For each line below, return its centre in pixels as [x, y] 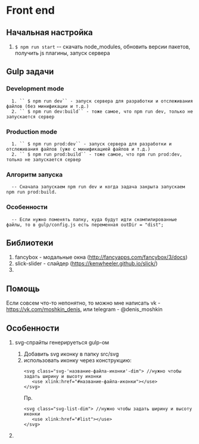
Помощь [23, 289]
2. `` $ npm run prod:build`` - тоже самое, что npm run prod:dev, [97, 154]
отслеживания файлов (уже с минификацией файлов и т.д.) [78, 149]
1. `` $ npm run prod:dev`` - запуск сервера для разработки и [91, 144]
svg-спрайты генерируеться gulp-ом [62, 343]
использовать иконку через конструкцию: [78, 361]
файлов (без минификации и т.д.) [48, 106]
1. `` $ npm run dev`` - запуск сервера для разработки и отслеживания [102, 101]
